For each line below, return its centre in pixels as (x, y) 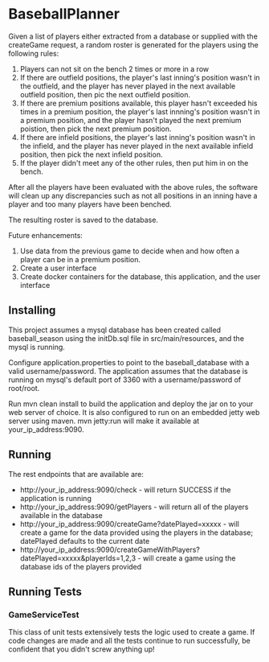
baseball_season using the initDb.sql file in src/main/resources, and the (126, 338)
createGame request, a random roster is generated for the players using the (133, 44)
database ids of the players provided (81, 566)
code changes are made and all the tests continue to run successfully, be (129, 641)
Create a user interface (58, 268)
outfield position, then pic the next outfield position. (105, 94)
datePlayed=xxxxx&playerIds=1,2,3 (78, 558)
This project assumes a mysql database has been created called (115, 330)
